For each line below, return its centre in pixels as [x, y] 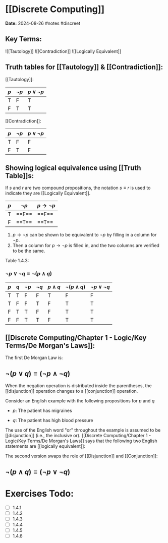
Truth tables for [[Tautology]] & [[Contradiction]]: [84, 67]
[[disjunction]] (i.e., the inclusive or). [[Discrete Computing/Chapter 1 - [78, 436]
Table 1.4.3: [17, 261]
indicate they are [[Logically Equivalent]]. [48, 193]
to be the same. [29, 251]
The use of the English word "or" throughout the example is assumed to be [83, 430]
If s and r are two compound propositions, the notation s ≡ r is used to [78, 188]
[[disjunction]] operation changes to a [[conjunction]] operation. [72, 391]
